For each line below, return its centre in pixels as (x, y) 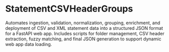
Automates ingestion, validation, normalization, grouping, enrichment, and (83, 23)
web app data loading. (29, 44)
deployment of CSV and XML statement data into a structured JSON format (84, 28)
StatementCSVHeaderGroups (69, 9)
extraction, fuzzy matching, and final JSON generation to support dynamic (83, 39)
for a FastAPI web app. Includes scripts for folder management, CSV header (85, 33)
